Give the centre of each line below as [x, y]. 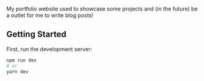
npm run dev [21, 60]
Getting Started [36, 34]
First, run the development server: [49, 49]
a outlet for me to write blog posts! [50, 15]
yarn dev [17, 72]
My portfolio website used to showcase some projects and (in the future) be [102, 9]
